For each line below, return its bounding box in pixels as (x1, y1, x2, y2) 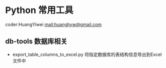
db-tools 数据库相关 (5, 37, 67, 45)
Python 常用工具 (5, 4, 74, 16)
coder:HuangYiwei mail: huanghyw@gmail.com (5, 21, 102, 27)
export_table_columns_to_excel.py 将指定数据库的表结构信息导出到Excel (12, 51, 162, 57)
